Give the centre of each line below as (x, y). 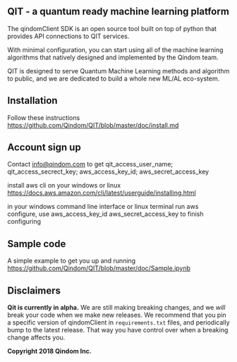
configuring (24, 222)
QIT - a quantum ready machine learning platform (118, 12)
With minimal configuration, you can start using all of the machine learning (115, 49)
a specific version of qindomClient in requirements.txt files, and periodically (119, 322)
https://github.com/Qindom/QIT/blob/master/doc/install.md (93, 125)
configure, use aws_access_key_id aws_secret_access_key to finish (105, 214)
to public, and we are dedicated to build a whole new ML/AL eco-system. (114, 78)
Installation (32, 101)
